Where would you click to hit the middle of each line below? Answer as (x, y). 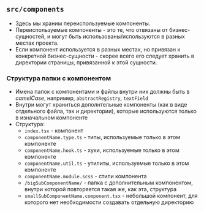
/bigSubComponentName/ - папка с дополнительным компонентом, (108, 183)
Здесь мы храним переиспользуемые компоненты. (83, 23)
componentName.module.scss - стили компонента (85, 176)
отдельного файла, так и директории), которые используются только (106, 111)
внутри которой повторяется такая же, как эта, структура (100, 189)
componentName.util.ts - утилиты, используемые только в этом (107, 163)
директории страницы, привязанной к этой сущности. (86, 62)
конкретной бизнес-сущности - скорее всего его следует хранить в (105, 56)
